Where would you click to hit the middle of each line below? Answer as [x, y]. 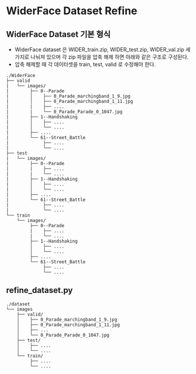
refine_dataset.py [40, 290]
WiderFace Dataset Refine [72, 11]
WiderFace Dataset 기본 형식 [58, 34]
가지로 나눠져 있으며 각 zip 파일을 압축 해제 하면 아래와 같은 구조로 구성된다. [102, 57]
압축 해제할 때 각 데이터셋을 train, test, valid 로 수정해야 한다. [85, 64]
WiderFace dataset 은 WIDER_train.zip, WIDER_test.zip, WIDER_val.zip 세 [102, 49]
